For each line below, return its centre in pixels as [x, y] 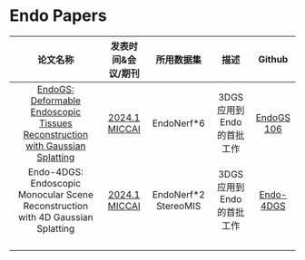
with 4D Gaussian [55, 217]
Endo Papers [58, 16]
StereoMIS [178, 206]
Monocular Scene [55, 194]
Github [273, 59]
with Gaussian [56, 146]
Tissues [56, 123]
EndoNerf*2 [179, 194]
